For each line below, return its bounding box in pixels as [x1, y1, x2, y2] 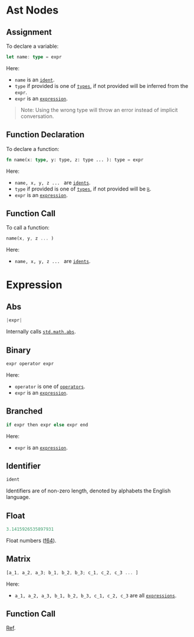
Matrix [6, 554, 31, 564]
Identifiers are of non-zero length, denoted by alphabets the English [6, 487, 171, 494]
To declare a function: [6, 145, 60, 152]
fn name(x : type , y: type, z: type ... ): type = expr [6, 157, 144, 163]
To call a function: [6, 224, 50, 231]
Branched [6, 406, 43, 416]
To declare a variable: [6, 42, 59, 50]
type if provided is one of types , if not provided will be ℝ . [14, 185, 152, 192]
